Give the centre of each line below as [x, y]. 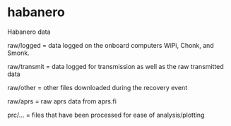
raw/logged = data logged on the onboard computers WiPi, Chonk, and [111, 45]
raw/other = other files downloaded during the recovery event [97, 87]
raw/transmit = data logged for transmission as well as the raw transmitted [115, 66]
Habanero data [29, 32]
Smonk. [18, 53]
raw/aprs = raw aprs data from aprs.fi [62, 101]
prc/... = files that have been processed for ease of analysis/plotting [106, 115]
